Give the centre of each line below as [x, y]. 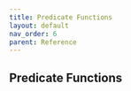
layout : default [39, 26]
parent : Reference [43, 42]
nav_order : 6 [33, 34]
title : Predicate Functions [61, 17]
